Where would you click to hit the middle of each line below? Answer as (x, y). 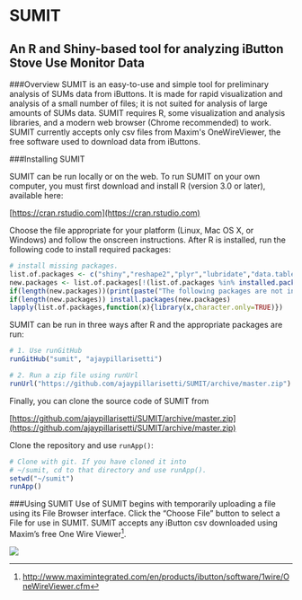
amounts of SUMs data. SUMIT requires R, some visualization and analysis (147, 113)
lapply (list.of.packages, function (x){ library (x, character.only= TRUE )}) (146, 308)
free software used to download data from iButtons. (105, 141)
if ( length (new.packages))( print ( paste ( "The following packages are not (146, 291)
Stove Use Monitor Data (77, 62)
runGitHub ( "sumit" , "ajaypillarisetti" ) (86, 359)
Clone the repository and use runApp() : (82, 445)
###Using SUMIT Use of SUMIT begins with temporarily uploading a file (142, 504)
